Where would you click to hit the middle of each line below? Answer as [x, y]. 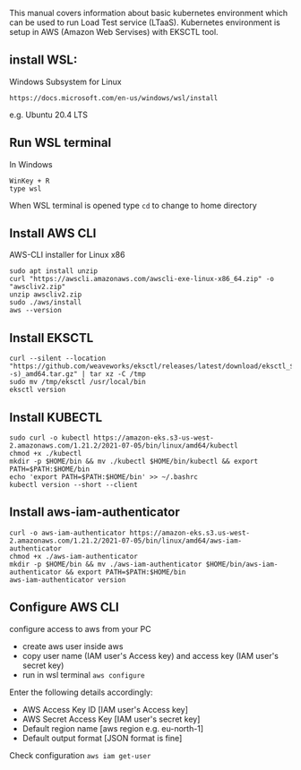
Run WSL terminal [60, 143]
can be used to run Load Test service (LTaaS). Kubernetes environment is [145, 22]
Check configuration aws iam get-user [80, 755]
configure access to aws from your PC [80, 629]
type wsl [26, 188]
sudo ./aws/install [46, 303]
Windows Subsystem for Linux [66, 81]
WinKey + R [30, 181]
